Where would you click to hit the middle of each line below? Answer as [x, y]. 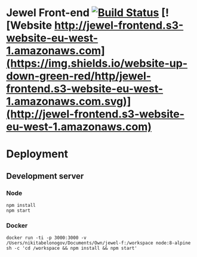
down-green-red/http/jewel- [79, 76]
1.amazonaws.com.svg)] [69, 102]
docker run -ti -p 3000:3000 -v [46, 238]
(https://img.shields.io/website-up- [97, 64]
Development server [45, 176]
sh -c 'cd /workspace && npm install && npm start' [72, 248]
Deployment [37, 154]
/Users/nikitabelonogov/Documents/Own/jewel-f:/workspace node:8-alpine [98, 243]
